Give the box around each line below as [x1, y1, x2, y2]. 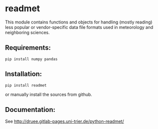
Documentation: [5, 106, 56, 114]
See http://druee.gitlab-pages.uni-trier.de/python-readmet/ [5, 118, 124, 125]
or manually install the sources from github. [5, 91, 93, 97]
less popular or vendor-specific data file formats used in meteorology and [5, 24, 154, 30]
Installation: [5, 70, 42, 78]
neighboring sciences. [5, 29, 50, 35]
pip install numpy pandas [5, 57, 58, 62]
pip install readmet [5, 83, 47, 88]
